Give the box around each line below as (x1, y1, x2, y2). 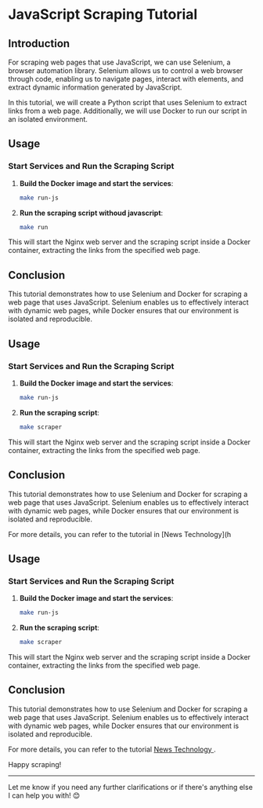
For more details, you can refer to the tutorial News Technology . (8, 744, 217, 754)
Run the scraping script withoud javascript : (19, 208, 164, 218)
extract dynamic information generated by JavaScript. (8, 82, 182, 92)
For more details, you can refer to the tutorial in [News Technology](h (8, 529, 232, 539)
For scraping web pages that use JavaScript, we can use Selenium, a (8, 57, 231, 67)
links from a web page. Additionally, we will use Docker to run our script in (8, 106, 247, 115)
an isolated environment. (8, 115, 88, 123)
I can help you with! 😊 (8, 791, 81, 800)
